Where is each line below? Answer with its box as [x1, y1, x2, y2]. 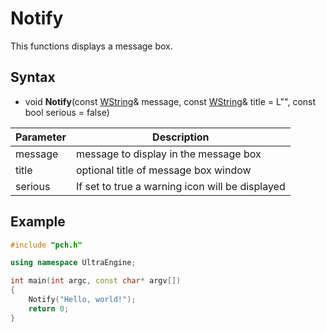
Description [152, 130, 210, 144]
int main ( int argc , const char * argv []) [10, 276, 182, 286]
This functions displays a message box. [10, 40, 173, 52]
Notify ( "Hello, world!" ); [28, 295, 137, 305]
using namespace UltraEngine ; [10, 258, 137, 268]
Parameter [15, 130, 67, 144]
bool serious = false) [24, 106, 110, 118]
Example [10, 213, 66, 231]
